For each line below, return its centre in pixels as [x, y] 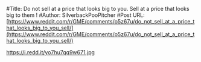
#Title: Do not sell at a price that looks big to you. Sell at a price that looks [98, 9]
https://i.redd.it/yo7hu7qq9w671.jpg [51, 52]
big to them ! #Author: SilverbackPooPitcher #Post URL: [75, 15]
